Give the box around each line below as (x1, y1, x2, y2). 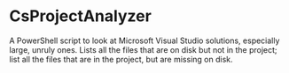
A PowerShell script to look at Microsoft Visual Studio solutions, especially (9, 35, 280, 46)
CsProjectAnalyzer (9, 6, 152, 26)
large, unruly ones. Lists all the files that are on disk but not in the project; (9, 44, 277, 55)
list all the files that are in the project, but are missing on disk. (9, 54, 233, 64)
